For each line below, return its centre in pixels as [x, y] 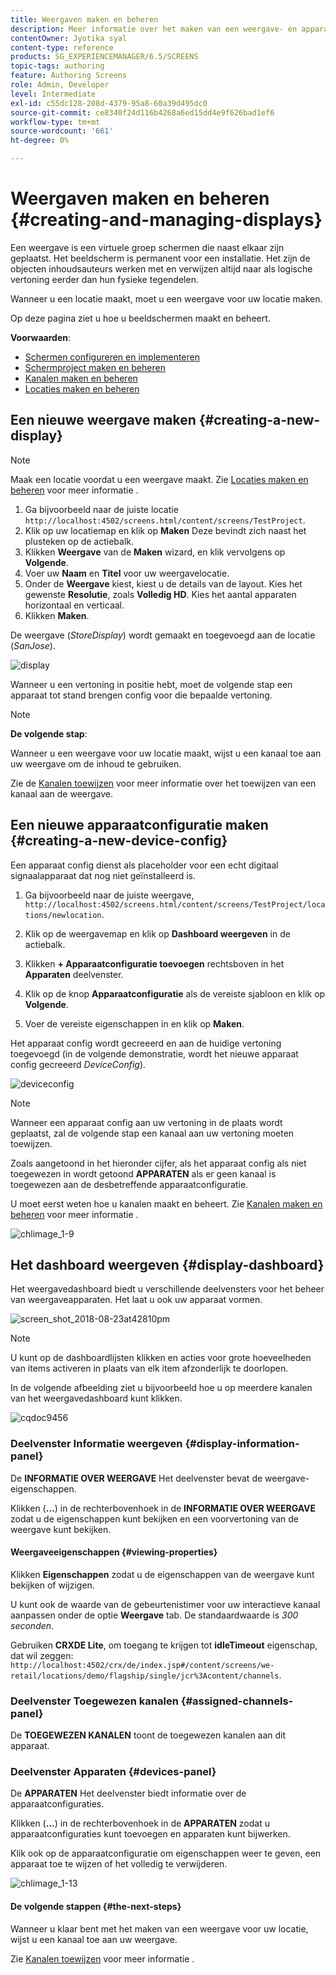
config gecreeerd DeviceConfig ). [78, 1064]
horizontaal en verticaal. [74, 605]
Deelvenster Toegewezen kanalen [94, 1701]
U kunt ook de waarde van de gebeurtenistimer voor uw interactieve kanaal [165, 1604]
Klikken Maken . [57, 615]
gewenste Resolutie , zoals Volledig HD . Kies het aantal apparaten [160, 594]
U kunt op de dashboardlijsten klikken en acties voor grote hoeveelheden [161, 1358]
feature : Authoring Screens [69, 76]
